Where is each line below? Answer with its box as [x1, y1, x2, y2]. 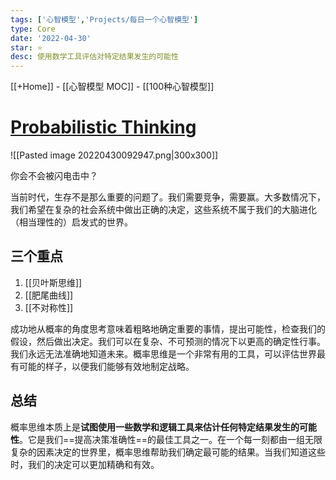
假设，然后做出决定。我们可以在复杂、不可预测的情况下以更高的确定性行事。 [10, 335, 326, 347]
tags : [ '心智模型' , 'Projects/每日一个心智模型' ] [10, 14, 199, 25]
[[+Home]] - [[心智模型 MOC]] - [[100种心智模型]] [10, 81, 215, 93]
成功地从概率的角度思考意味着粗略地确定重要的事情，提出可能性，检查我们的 [10, 322, 326, 335]
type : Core [10, 24, 56, 34]
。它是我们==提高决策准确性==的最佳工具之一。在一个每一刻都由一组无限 [19, 433, 323, 445]
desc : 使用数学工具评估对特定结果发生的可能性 [10, 52, 179, 62]
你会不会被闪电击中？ [10, 170, 98, 182]
